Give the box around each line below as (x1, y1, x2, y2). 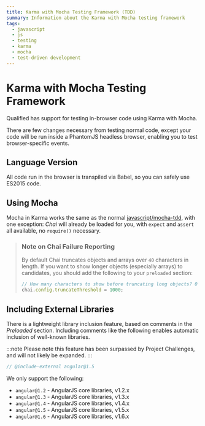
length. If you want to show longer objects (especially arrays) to (21, 263, 183, 270)
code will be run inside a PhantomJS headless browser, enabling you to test (6, 133, 198, 140)
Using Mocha (6, 198, 58, 208)
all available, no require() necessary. (6, 227, 101, 234)
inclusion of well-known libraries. (6, 333, 90, 341)
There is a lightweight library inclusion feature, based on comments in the (6, 320, 193, 328)
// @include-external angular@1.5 (6, 363, 95, 370)
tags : (6, 20, 20, 26)
